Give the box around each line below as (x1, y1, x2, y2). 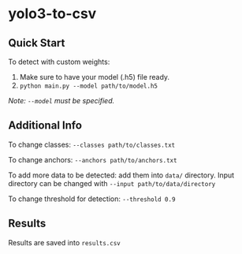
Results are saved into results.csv (8, 237, 121, 247)
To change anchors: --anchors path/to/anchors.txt (8, 155, 177, 164)
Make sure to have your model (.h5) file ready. (19, 73, 170, 81)
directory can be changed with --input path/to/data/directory (8, 178, 216, 188)
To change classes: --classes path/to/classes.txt (8, 140, 176, 149)
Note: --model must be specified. (8, 96, 115, 105)
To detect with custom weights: (8, 57, 110, 66)
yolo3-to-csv (8, 5, 97, 23)
